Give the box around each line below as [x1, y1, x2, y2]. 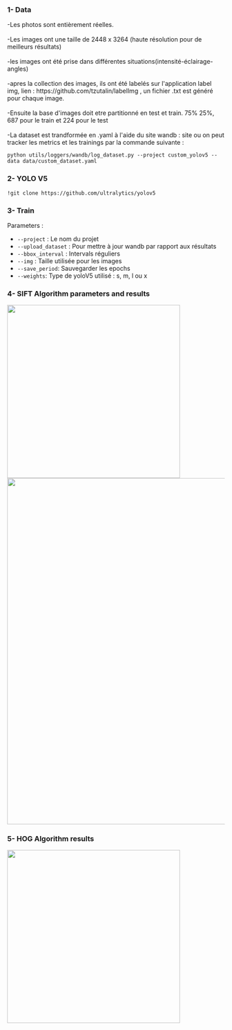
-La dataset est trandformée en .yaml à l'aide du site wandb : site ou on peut [7, 131, 224, 139]
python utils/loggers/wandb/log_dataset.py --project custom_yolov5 [7, 152, 209, 159]
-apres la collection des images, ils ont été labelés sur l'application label [7, 80, 212, 88]
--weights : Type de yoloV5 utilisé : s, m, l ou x [17, 272, 148, 280]
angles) [7, 64, 29, 73]
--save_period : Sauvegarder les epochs [17, 264, 130, 272]
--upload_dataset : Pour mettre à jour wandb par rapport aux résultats [17, 242, 217, 250]
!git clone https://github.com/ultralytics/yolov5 [7, 189, 156, 197]
